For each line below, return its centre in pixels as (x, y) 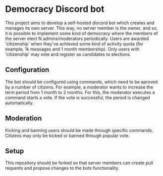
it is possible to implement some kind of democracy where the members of (81, 33)
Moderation (24, 118)
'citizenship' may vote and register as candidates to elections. (68, 54)
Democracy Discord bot (55, 9)
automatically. (19, 103)
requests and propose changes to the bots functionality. (62, 168)
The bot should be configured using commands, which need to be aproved (81, 82)
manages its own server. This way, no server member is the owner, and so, (81, 28)
